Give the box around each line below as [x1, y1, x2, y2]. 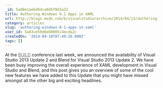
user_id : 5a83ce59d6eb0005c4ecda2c [5, 29, 77, 34]
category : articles [5, 20, 45, 26]
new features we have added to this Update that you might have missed [5, 72, 149, 78]
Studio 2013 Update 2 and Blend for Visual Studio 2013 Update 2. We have [5, 57, 154, 63]
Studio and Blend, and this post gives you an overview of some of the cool [5, 67, 154, 73]
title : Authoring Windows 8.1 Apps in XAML [5, 12, 95, 16]
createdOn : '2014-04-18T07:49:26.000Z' [5, 34, 86, 39]
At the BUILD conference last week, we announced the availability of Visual [5, 52, 155, 58]
